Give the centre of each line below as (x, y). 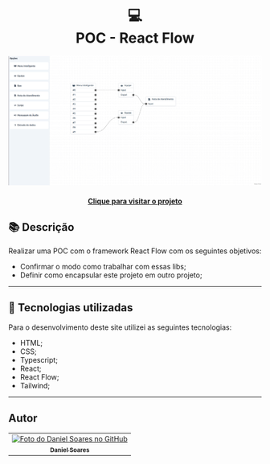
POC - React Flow (135, 38)
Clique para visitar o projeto (135, 201)
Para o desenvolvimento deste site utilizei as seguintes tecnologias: (120, 327)
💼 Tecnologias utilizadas (71, 308)
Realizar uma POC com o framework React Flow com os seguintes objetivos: (135, 251)
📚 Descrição (41, 227)
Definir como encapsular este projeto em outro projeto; (111, 275)
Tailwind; (35, 385)
